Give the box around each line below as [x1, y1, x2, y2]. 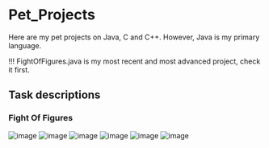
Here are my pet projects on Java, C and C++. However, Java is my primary [8, 32, 260, 42]
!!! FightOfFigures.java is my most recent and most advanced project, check [8, 56, 261, 66]
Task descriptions [8, 88, 101, 102]
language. [8, 40, 42, 50]
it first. [8, 64, 30, 74]
